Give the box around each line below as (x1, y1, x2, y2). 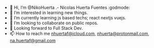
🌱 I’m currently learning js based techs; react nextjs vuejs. (9, 15, 126, 20)
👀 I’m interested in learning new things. (9, 10, 88, 16)
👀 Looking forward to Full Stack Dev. (9, 25, 83, 31)
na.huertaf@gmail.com (9, 38, 56, 43)
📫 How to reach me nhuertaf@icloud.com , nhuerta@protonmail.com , (9, 31, 150, 36)
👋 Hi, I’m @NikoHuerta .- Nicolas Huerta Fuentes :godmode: (9, 5, 130, 10)
